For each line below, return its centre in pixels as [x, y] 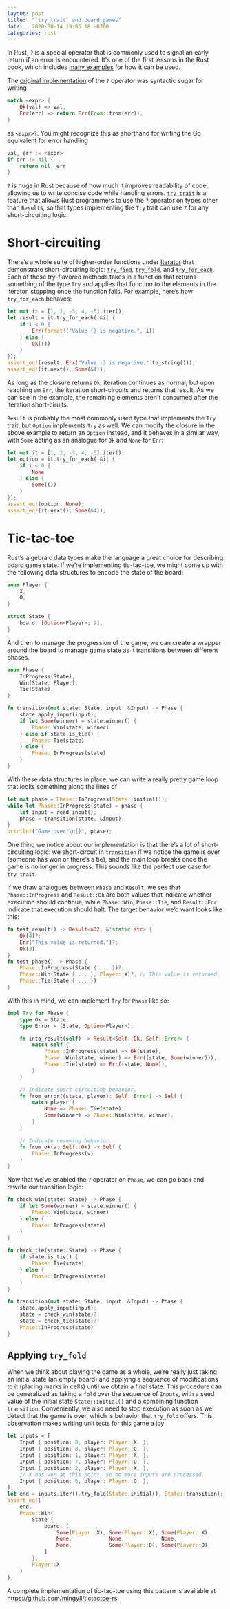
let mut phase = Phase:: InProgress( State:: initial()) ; [87, 799]
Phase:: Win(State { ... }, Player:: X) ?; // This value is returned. [120, 975]
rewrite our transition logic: [45, 1187]
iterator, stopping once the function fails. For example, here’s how [100, 292]
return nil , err [43, 166]
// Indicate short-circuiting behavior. [78, 1090]
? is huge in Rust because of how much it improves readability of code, [108, 186]
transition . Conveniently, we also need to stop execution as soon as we [110, 1408]
